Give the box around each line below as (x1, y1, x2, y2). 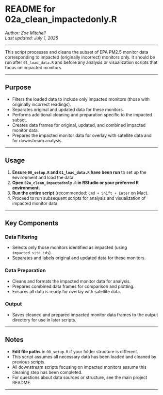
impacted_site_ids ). (12, 250, 52, 256)
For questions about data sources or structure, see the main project (12, 374, 147, 380)
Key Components (5, 219, 59, 227)
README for (5, 3, 56, 15)
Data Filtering (5, 233, 38, 240)
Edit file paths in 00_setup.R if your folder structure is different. (12, 348, 138, 354)
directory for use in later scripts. (12, 317, 77, 322)
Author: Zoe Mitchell (5, 30, 46, 36)
